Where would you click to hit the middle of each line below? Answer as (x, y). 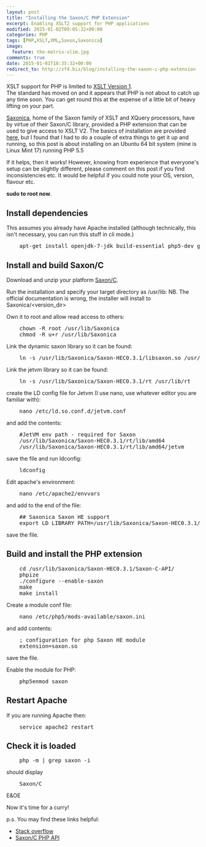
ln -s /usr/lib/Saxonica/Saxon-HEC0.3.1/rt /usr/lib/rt (105, 381)
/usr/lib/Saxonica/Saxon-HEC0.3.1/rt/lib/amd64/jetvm (102, 447)
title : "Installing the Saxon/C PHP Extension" (68, 18)
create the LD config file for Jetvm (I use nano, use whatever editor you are (101, 393)
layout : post (23, 12)
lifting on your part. (31, 106)
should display (25, 772)
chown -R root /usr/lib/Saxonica (70, 328)
